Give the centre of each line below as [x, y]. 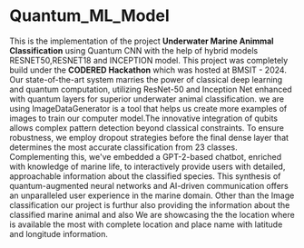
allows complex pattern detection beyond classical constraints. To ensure [147, 127]
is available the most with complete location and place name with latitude [146, 224]
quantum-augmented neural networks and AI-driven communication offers [149, 185]
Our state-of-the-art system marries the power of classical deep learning [146, 79]
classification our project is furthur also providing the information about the [150, 204]
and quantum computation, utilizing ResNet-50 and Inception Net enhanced [151, 89]
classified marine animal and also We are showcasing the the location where [152, 214]
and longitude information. [59, 233]
